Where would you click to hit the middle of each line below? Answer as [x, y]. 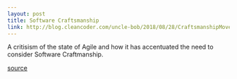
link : [15, 27]
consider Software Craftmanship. [55, 54]
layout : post [26, 14]
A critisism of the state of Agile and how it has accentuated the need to [110, 47]
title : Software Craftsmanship [53, 20]
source [18, 68]
